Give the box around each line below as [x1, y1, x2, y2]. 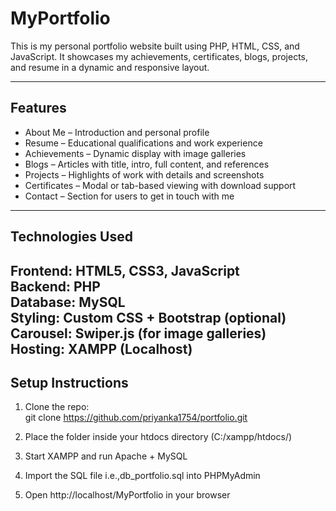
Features [10, 100, 67, 117]
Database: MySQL [10, 293, 126, 311]
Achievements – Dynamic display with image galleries [24, 147, 247, 159]
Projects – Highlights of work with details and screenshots [24, 168, 265, 181]
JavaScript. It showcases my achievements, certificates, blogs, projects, [10, 50, 308, 62]
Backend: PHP [10, 278, 101, 295]
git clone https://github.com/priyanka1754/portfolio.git [24, 412, 248, 424]
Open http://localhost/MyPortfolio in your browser [24, 489, 231, 501]
